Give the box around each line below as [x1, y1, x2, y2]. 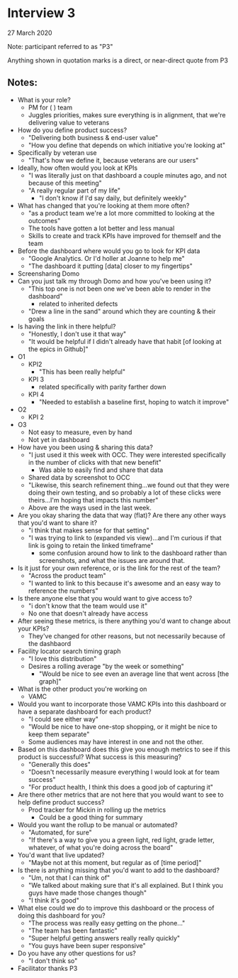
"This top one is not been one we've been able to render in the [28, 284, 211, 293]
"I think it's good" [28, 896, 79, 904]
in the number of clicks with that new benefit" [28, 458, 161, 466]
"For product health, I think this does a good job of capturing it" [28, 783, 214, 791]
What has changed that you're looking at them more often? [17, 201, 190, 210]
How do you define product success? [17, 126, 127, 134]
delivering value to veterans [28, 118, 110, 127]
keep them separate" [28, 730, 90, 738]
